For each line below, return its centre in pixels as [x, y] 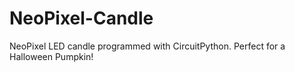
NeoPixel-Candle [81, 18]
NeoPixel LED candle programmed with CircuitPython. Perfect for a [147, 46]
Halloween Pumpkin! [51, 56]
